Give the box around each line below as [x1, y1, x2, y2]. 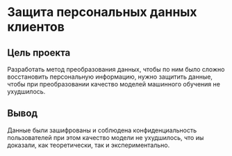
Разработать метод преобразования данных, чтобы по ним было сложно [7, 65, 225, 73]
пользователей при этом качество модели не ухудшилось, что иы [7, 133, 204, 141]
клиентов [7, 19, 65, 35]
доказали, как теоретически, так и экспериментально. [7, 141, 170, 149]
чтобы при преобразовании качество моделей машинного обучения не [7, 80, 221, 88]
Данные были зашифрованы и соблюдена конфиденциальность [7, 126, 197, 134]
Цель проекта [7, 47, 71, 58]
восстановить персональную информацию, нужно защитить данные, [7, 72, 213, 81]
